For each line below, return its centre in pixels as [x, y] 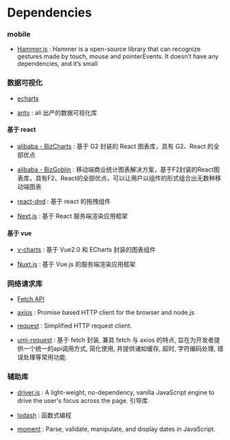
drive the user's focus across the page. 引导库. [83, 400]
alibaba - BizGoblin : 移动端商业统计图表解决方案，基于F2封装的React [115, 169]
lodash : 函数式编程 [44, 415]
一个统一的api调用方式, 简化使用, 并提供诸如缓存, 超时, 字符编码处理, [119, 348]
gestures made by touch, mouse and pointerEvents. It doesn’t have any [118, 56]
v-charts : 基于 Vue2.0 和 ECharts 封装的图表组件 [86, 250]
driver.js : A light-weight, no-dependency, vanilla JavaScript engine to [116, 392]
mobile [19, 34]
